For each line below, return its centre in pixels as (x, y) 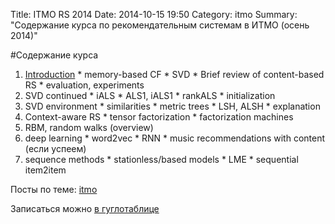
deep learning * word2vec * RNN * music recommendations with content (175, 138)
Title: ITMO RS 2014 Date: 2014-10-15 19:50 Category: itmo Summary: (154, 14)
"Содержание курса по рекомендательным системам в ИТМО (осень (160, 25)
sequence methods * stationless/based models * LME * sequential (161, 159)
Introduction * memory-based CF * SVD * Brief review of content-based (174, 74)
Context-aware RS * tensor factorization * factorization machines (159, 117)
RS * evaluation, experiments (84, 85)
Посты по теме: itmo (54, 189)
